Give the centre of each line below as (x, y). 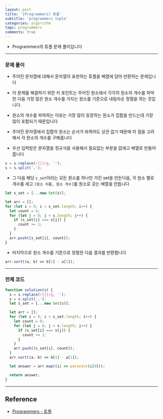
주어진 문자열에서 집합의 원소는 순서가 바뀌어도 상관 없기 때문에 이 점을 (79, 132)
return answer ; (25, 375)
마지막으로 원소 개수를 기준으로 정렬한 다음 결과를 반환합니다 (69, 252)
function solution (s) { (29, 290)
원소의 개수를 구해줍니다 (49, 138)
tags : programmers (24, 28)
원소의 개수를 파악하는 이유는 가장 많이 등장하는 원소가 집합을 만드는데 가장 (83, 115)
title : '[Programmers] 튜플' (33, 14)
